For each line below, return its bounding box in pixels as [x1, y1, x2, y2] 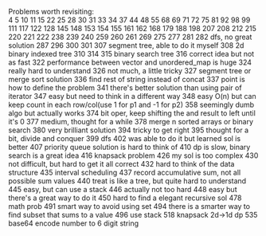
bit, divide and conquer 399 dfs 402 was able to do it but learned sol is [8, 134, 241, 143]
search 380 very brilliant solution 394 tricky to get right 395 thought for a [8, 125, 249, 135]
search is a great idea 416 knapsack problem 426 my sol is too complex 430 [8, 151, 259, 160]
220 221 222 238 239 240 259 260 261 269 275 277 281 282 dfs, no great [8, 32, 252, 41]
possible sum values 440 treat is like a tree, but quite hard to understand [8, 176, 247, 186]
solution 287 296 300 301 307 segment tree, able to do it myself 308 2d [8, 41, 244, 50]
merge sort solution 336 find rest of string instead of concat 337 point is [8, 75, 245, 84]
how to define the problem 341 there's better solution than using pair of [8, 83, 242, 92]
